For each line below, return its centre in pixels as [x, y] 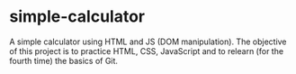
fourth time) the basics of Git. [64, 60]
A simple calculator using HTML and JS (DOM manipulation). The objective [148, 42]
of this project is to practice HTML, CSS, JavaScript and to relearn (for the [147, 51]
